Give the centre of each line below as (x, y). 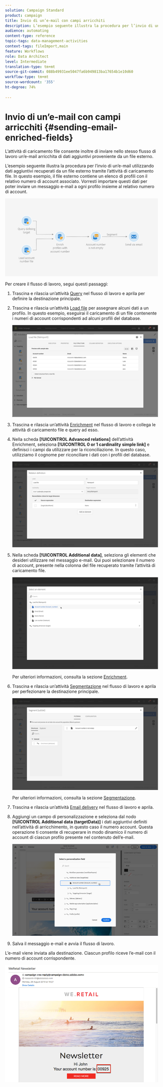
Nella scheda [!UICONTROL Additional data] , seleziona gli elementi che (84, 555)
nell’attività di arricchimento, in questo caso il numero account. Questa (82, 827)
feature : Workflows (25, 51)
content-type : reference (30, 36)
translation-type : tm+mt (30, 67)
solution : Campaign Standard (34, 10)
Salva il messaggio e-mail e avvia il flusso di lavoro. (63, 944)
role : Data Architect (27, 56)
